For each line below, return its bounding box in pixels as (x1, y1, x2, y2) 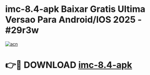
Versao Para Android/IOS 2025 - (5, 14, 142, 25)
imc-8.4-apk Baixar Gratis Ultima (5, 3, 145, 15)
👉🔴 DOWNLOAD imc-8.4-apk (5, 60, 132, 71)
